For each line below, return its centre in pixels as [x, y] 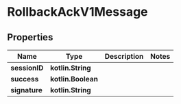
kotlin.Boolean [74, 79]
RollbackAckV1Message [78, 12]
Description [124, 56]
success [25, 79]
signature [27, 90]
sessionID [27, 68]
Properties [30, 37]
